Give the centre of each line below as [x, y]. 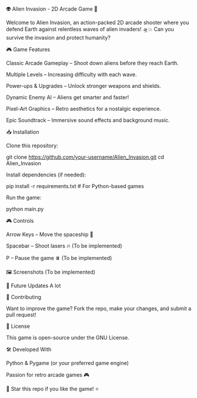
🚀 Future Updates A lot [34, 286]
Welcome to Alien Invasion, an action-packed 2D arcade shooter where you [98, 22]
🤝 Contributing [24, 297]
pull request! [21, 315]
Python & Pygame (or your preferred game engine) [68, 363]
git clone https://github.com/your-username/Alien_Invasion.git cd [85, 157]
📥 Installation [23, 132]
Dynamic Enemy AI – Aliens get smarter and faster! [68, 97]
